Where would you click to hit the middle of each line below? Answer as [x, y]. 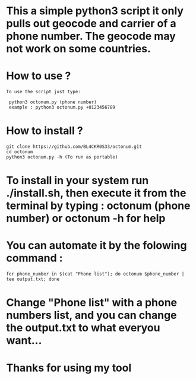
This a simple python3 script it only [95, 11]
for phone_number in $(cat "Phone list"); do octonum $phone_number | [95, 274]
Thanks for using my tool [69, 368]
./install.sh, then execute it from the [96, 193]
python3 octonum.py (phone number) [53, 102]
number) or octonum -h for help [86, 218]
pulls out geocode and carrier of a [91, 23]
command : [35, 258]
